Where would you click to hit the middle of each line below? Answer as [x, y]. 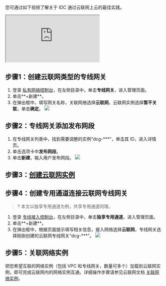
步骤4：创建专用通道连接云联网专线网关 [67, 193]
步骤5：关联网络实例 [37, 253]
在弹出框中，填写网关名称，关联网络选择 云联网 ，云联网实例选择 [78, 102]
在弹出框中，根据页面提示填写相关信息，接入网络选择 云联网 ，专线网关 [84, 229]
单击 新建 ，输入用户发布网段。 [43, 157]
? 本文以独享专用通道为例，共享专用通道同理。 [65, 206]
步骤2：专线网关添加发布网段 [50, 126]
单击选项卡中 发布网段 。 [36, 151]
